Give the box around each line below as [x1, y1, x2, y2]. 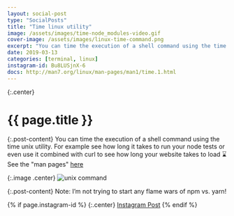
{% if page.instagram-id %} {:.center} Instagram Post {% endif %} [7, 201, 198, 209]
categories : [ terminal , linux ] [7, 56, 98, 63]
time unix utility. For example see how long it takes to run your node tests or [7, 142, 226, 151]
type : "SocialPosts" [7, 17, 68, 24]
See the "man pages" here [7, 160, 84, 169]
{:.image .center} [7, 173, 56, 182]
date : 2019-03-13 [7, 49, 58, 56]
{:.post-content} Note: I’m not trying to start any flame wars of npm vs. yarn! [7, 187, 227, 196]
